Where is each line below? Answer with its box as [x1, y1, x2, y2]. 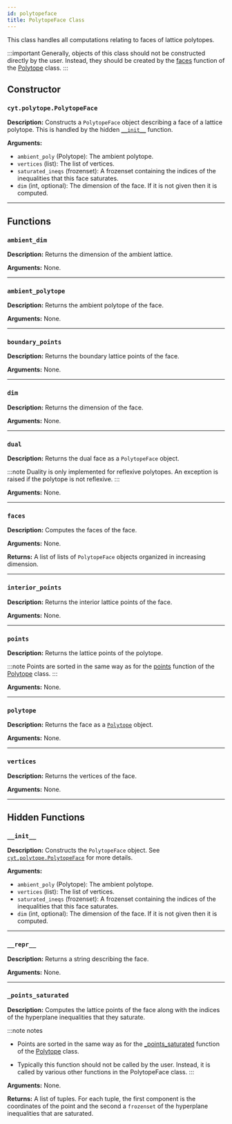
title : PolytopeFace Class [7, 17, 85, 23]
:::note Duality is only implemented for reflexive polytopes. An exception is [7, 467, 219, 476]
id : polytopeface [7, 10, 57, 17]
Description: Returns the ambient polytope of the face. [7, 301, 164, 309]
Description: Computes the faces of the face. [7, 526, 137, 534]
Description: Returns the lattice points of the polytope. [7, 648, 164, 657]
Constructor [7, 84, 61, 95]
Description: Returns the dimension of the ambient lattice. [7, 250, 173, 258]
